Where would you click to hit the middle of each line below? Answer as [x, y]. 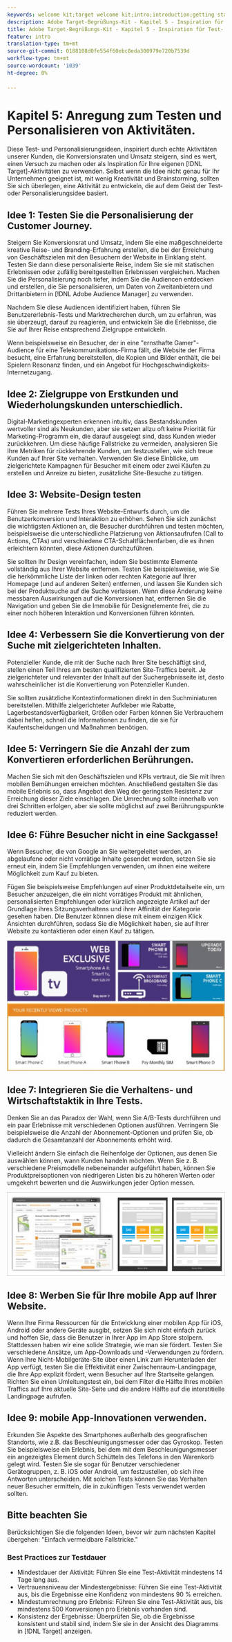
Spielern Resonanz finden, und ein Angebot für [74, 365]
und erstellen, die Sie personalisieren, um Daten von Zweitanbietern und [110, 286]
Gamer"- [186, 343]
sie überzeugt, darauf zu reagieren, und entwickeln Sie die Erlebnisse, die [112, 322]
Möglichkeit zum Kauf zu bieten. [53, 874]
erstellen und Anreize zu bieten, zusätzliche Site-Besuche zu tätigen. [105, 473]
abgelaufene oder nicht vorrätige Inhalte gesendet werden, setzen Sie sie [112, 859]
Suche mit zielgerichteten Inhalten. [85, 646]
